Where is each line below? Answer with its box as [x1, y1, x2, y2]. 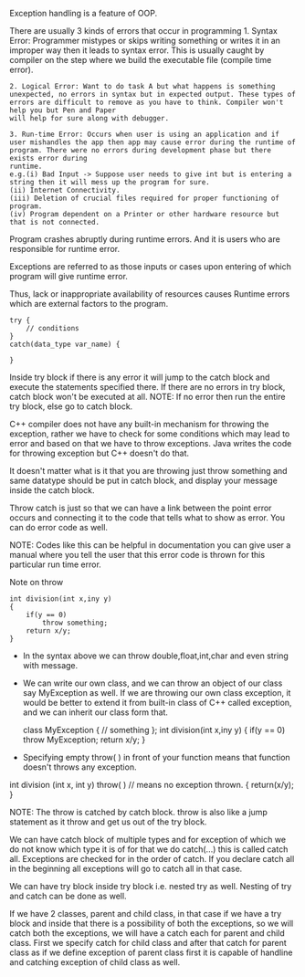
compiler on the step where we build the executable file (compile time [9, 55, 272, 65]
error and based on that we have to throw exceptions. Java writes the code [9, 438, 292, 448]
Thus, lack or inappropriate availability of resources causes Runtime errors [9, 289, 290, 299]
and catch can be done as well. [9, 890, 127, 901]
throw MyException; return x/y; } [22, 734, 146, 745]
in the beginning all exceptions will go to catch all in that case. [9, 863, 243, 874]
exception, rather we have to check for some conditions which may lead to [9, 428, 290, 439]
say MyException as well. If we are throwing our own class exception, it [22, 688, 291, 698]
